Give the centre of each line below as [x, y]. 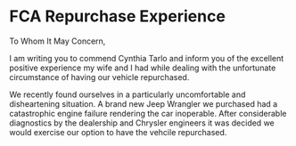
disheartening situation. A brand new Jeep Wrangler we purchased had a [144, 103]
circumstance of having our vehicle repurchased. [99, 77]
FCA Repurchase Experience [117, 16]
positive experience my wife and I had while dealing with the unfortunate [143, 68]
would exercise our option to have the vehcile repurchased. [118, 132]
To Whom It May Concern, [58, 41]
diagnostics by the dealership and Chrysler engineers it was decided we [142, 123]
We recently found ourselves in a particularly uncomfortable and [127, 94]
